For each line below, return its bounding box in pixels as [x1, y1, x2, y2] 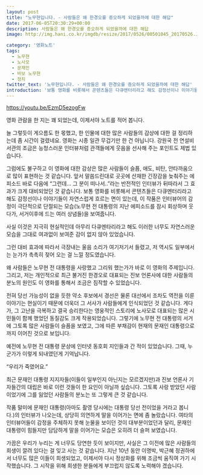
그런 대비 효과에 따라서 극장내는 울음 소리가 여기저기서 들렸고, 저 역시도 [6, 243, 174, 251]
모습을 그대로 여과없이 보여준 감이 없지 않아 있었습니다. [6, 231, 135, 238]
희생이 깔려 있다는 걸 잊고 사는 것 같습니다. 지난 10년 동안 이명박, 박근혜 [6, 447, 174, 454]
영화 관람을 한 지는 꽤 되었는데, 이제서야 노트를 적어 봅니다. [6, 116, 145, 123]
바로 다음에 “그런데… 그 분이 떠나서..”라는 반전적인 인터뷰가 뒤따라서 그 [22, 180, 189, 187]
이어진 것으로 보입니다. [17, 330, 71, 336]
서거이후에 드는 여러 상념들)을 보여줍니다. [19, 210, 117, 217]
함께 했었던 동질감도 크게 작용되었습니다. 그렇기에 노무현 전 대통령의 [22, 315, 182, 321]
